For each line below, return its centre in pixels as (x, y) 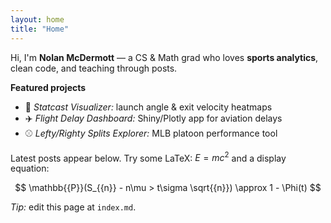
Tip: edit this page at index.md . (73, 207)
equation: (30, 168)
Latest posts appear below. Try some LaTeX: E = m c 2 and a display (148, 157)
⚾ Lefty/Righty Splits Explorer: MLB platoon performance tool (151, 133)
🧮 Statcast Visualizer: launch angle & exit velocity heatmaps (148, 107)
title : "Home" (40, 29)
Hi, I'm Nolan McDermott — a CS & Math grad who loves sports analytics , (164, 57)
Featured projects (48, 87)
